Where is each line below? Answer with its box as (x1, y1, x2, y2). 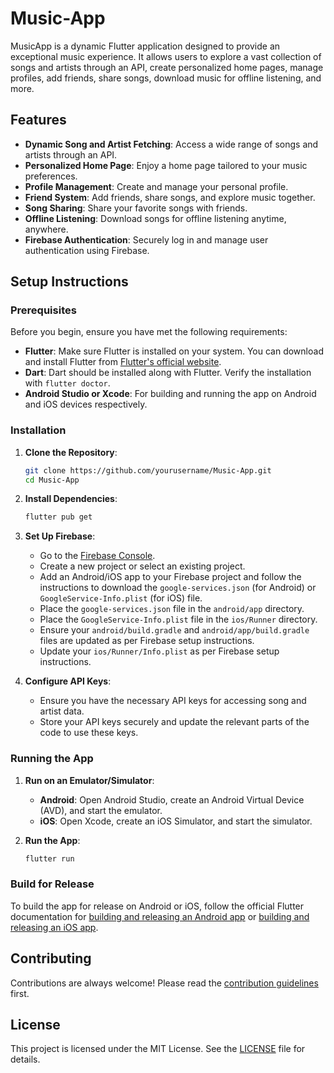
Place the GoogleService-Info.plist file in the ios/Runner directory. (39, 613, 318, 626)
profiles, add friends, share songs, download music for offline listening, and (10, 72, 322, 84)
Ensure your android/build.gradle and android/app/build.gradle (39, 624, 310, 636)
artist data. (39, 705, 85, 717)
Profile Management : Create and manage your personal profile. (24, 180, 289, 192)
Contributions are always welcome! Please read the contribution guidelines (10, 977, 319, 989)
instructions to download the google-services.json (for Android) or (39, 582, 317, 594)
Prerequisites (10, 303, 77, 317)
